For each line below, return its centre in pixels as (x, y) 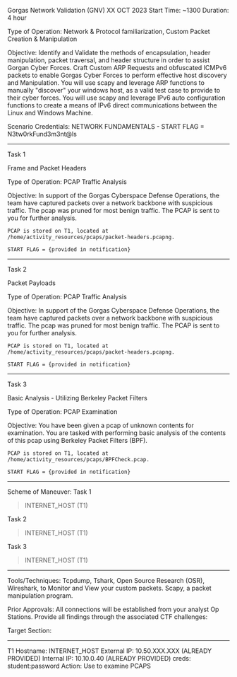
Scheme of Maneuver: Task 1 (49, 492)
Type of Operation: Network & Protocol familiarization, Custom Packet (109, 31)
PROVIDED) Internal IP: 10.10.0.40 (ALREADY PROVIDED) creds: (99, 658)
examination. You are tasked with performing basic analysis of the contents (117, 433)
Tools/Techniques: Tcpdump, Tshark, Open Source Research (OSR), (106, 580)
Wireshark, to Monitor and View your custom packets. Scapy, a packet (109, 588)
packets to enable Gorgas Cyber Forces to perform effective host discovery (117, 75)
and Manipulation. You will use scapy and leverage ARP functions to (106, 83)
